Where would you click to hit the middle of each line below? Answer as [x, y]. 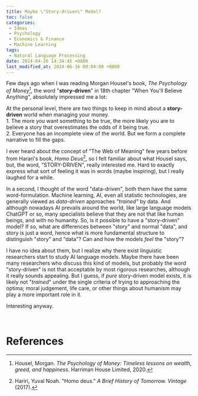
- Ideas [18, 28]
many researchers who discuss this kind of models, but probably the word [96, 263]
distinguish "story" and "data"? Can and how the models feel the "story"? [95, 239]
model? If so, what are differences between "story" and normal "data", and [97, 226]
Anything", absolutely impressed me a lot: [57, 97]
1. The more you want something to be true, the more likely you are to [90, 121]
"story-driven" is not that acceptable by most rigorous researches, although [98, 269]
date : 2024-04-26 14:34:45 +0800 [47, 61]
